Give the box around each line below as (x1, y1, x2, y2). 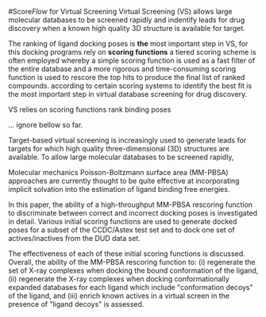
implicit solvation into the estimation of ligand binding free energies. (8, 185, 230, 193)
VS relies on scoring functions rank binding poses (8, 105, 172, 114)
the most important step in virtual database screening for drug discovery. (8, 90, 248, 98)
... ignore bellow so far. (8, 120, 83, 129)
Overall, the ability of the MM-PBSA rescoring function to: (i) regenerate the (8, 258, 256, 266)
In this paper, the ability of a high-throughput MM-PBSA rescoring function (8, 200, 253, 209)
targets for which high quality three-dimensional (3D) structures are (8, 144, 230, 153)
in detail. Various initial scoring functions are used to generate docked (8, 217, 237, 226)
